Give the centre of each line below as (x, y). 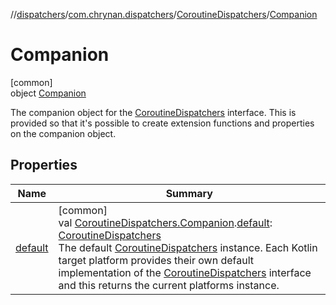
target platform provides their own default (156, 260)
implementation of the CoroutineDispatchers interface (185, 272)
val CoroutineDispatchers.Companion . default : (165, 222)
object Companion (48, 93)
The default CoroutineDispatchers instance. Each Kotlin (188, 247)
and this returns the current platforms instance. (169, 285)
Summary (189, 193)
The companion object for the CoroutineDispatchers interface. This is (153, 112)
